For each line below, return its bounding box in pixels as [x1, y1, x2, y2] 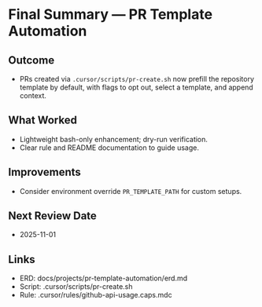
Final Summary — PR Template [8, 5, 213, 24]
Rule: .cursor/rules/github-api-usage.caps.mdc [19, 291, 172, 300]
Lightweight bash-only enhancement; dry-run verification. [19, 134, 208, 144]
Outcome [8, 53, 55, 67]
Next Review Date [8, 210, 97, 223]
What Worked [8, 114, 77, 127]
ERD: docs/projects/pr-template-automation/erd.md [19, 273, 188, 283]
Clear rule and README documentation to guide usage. [19, 143, 199, 152]
